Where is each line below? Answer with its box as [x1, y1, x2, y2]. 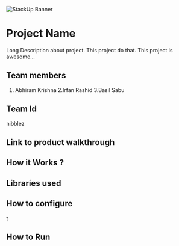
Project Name [6, 27, 76, 40]
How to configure [6, 198, 73, 209]
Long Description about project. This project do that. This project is [6, 46, 173, 54]
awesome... [6, 53, 35, 60]
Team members [6, 70, 66, 81]
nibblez [6, 120, 25, 127]
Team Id [6, 104, 37, 114]
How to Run [6, 232, 51, 242]
